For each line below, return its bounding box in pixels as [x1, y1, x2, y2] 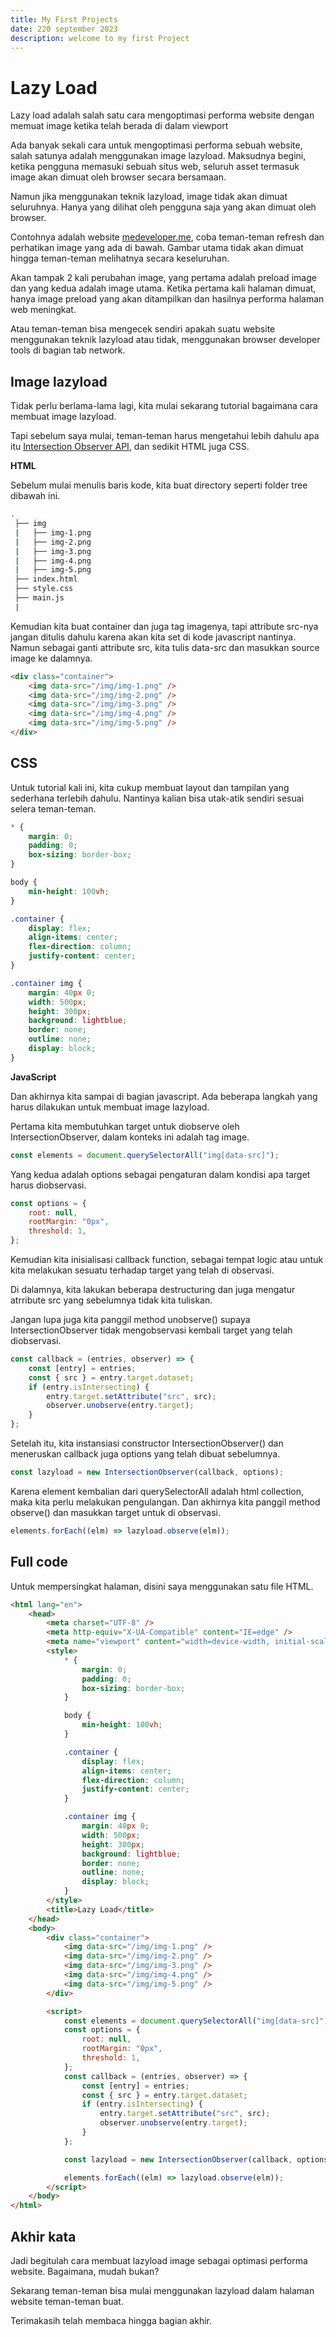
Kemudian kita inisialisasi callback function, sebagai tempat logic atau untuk [10, 1254, 324, 1266]
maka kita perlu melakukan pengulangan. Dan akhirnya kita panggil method [10, 1496, 321, 1508]
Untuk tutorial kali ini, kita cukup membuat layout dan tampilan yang [10, 781, 290, 793]
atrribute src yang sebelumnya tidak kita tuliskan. [10, 1294, 213, 1306]
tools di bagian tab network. [10, 344, 126, 356]
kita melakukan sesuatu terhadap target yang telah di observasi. [10, 1264, 275, 1276]
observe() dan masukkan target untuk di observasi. [10, 1506, 222, 1518]
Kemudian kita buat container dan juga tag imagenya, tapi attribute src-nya [10, 620, 319, 632]
